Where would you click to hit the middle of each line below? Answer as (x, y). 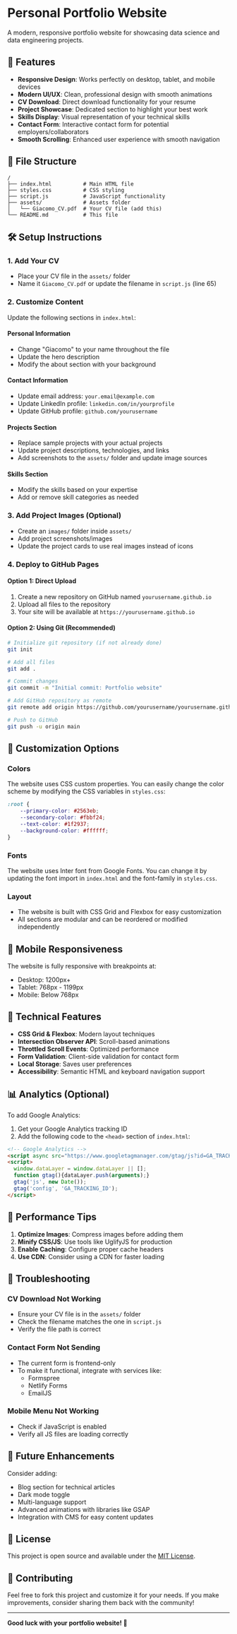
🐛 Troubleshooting (49, 1279)
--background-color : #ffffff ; (65, 831)
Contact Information (38, 380)
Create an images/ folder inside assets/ (74, 531)
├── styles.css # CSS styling (66, 190)
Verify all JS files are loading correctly (73, 1434)
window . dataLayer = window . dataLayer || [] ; (80, 1169)
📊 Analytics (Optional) (59, 1094)
